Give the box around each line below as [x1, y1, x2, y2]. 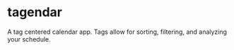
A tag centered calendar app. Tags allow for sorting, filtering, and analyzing [7, 27, 228, 36]
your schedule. [7, 35, 51, 43]
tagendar [7, 4, 62, 20]
